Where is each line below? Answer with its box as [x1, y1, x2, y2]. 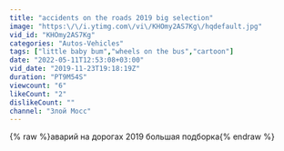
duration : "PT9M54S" [9, 73, 88, 82]
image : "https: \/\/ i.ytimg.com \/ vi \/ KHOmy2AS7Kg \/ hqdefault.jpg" [9, 22, 262, 31]
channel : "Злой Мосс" [9, 106, 92, 116]
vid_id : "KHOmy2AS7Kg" [9, 30, 96, 39]
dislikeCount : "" [9, 97, 76, 107]
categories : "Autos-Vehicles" [9, 38, 125, 48]
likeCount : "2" [9, 89, 67, 98]
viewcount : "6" [9, 81, 67, 90]
